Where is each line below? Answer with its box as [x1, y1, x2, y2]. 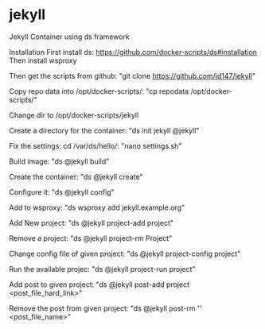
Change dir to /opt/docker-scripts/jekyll [9, 110, 139, 120]
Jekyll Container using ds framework [9, 32, 130, 41]
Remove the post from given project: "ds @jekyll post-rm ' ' [9, 304, 202, 313]
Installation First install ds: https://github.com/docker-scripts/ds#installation [9, 47, 258, 56]
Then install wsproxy [9, 56, 78, 65]
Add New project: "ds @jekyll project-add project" [9, 218, 174, 227]
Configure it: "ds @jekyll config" [9, 187, 115, 196]
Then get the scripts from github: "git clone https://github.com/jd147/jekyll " [9, 71, 255, 80]
